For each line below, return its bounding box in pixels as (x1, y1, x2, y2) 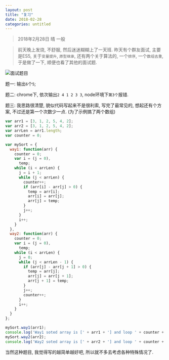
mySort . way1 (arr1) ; (5, 325, 47, 330)
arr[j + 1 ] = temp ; (27, 279, 69, 284)
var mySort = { (5, 142, 37, 147)
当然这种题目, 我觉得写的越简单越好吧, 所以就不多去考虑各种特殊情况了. (5, 349, 153, 355)
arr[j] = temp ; (27, 198, 60, 204)
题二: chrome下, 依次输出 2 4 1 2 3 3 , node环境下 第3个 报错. (5, 92, 129, 98)
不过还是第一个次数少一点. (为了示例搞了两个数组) (12, 109, 116, 115)
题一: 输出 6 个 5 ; (5, 81, 36, 87)
